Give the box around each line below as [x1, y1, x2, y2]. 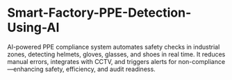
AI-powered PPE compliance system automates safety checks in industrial [7, 42, 220, 51]
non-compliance [178, 57, 226, 65]
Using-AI [7, 19, 60, 35]
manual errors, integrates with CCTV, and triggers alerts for [7, 57, 177, 65]
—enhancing [7, 65, 44, 73]
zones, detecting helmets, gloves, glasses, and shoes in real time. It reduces [7, 50, 226, 58]
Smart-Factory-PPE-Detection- [7, 5, 192, 21]
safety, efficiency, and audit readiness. [44, 65, 156, 73]
